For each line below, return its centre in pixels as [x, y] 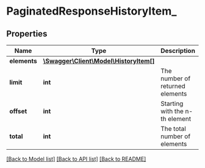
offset [18, 111]
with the [172, 111]
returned [173, 86]
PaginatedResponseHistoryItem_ [92, 11]
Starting [172, 103]
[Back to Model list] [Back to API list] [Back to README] [76, 159]
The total [173, 129]
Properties [27, 34]
